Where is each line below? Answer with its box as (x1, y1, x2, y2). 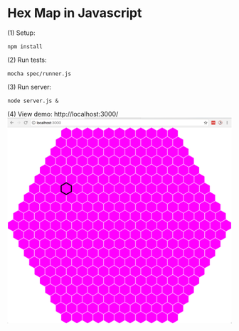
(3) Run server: (7, 82, 52, 91)
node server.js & (7, 97, 59, 104)
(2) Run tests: (7, 55, 48, 64)
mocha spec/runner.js (7, 70, 72, 77)
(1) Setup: (7, 28, 36, 37)
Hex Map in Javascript (7, 5, 142, 21)
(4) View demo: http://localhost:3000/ (7, 109, 119, 118)
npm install (7, 43, 43, 50)
